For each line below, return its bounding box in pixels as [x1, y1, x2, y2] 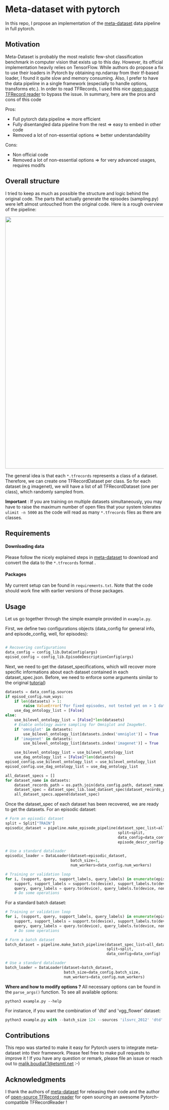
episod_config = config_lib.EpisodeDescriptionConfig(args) [5, 654, 134, 659]
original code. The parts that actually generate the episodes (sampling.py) [5, 196, 159, 202]
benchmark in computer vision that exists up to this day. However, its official [5, 59, 163, 65]
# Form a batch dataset [5, 937, 55, 942]
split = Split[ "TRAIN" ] [5, 821, 55, 826]
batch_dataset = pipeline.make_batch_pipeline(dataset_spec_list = [5, 942, 147, 947]
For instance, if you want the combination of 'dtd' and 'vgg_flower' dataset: [5, 1007, 161, 1014]
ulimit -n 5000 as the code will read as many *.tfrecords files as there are [5, 509, 162, 515]
